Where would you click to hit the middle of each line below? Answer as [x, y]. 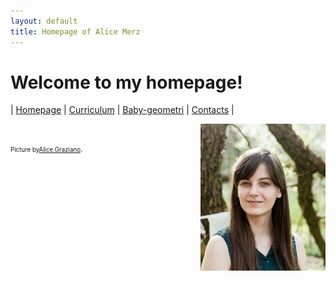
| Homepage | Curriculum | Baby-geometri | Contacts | [122, 110]
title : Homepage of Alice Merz [75, 31]
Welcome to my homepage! [126, 82]
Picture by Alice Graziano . [46, 150]
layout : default [44, 21]
